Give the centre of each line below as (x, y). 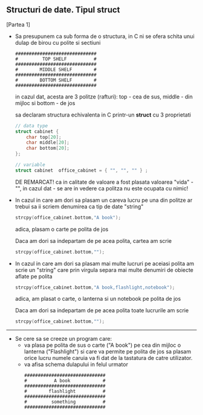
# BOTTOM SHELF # (56, 80)
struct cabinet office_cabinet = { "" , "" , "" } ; (81, 170)
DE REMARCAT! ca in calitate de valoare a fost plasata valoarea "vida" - (104, 182)
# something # (65, 402)
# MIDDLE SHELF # (56, 69)
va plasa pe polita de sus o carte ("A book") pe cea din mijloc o (102, 345)
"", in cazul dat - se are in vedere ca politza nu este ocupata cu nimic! (101, 188)
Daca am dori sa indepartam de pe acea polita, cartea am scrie (93, 240)
